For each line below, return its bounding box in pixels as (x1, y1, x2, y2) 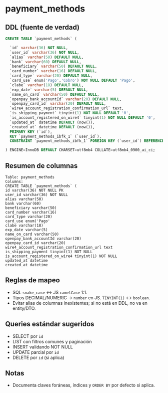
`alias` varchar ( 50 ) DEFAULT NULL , (9, 55, 84, 60)
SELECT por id (12, 333, 43, 339)
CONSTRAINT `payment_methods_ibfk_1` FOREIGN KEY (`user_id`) (9, 138, 142, 143)
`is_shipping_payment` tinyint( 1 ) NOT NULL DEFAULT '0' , (9, 111, 131, 116)
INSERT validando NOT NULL (12, 344, 73, 350)
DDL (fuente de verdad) (5, 23, 80, 32)
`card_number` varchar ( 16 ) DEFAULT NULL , (9, 69, 97, 74)
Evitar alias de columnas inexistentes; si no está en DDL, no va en (12, 300, 147, 306)
